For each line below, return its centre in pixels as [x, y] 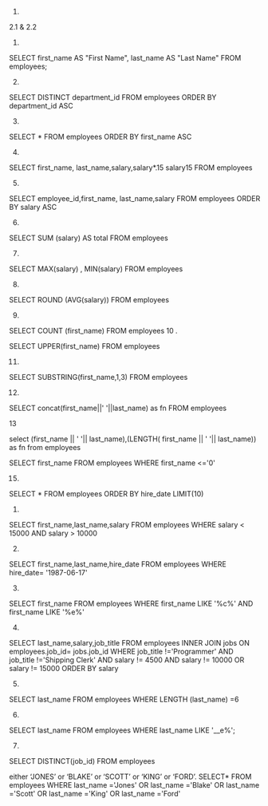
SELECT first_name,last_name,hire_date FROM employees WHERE [118, 564]
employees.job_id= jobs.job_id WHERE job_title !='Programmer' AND [121, 651]
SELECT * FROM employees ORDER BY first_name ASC [100, 136]
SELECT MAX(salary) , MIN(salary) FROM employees [96, 269]
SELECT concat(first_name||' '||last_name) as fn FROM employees [118, 408]
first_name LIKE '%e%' [47, 612]
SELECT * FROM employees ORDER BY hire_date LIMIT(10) [106, 494]
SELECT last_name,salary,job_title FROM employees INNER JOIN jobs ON [130, 643]
